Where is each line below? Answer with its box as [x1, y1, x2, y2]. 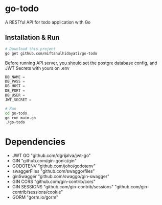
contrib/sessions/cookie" [12, 189, 63, 195]
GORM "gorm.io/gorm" [12, 194, 59, 200]
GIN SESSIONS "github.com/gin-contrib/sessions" [12, 184, 114, 190]
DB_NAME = [5, 75, 25, 79]
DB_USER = [5, 93, 25, 98]
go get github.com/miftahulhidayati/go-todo [5, 51, 97, 56]
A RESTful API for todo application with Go [5, 19, 91, 25]
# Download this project [5, 46, 56, 51]
